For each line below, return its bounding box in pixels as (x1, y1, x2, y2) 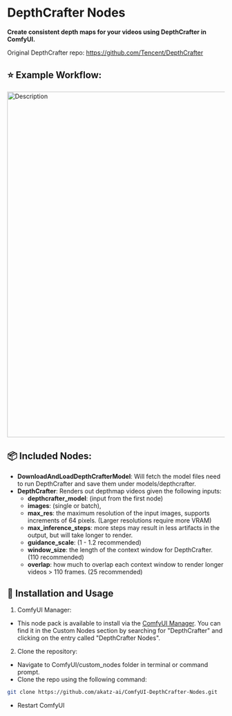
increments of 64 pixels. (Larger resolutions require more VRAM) (27, 516, 212, 525)
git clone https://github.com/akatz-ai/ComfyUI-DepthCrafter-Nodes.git (7, 689, 217, 696)
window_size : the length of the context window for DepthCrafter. (27, 545, 213, 554)
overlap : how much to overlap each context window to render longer (27, 560, 224, 568)
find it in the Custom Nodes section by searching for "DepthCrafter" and (17, 627, 223, 635)
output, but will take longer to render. (27, 531, 133, 539)
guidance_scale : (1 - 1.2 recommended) (27, 538, 142, 547)
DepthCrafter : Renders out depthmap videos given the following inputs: (17, 487, 222, 495)
